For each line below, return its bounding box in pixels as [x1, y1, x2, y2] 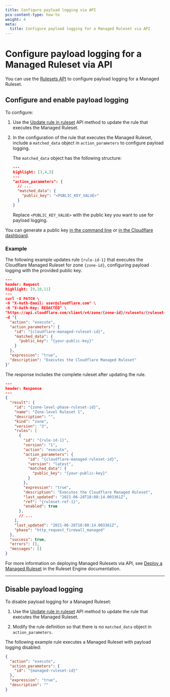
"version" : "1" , [23, 443, 58, 448]
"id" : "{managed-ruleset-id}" [14, 668, 78, 673]
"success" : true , [10, 537, 47, 542]
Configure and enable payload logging [5, 96, 129, 105]
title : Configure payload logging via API [5, 7, 96, 13]
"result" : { [10, 400, 35, 405]
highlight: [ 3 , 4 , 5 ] [12, 170, 54, 175]
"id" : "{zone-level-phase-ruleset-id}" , [14, 405, 101, 410]
